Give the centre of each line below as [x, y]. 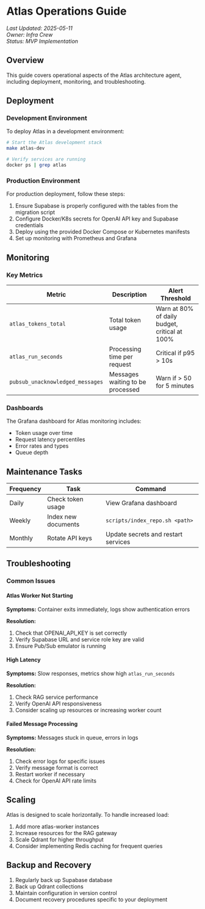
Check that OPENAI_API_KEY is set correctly [71, 633]
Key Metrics [25, 275]
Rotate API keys [70, 538]
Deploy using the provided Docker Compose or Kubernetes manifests [103, 232]
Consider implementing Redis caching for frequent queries [89, 846]
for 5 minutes [174, 385]
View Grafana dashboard [142, 503]
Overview [25, 60]
